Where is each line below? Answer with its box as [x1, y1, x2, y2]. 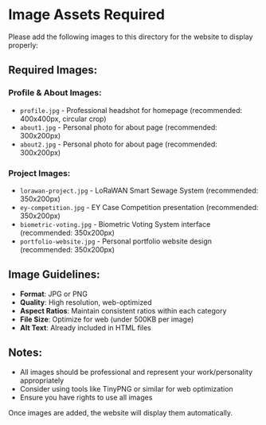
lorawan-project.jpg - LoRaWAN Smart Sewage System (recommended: [19, 185, 259, 195]
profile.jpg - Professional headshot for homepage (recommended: [19, 105, 243, 115]
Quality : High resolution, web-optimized [19, 297, 153, 307]
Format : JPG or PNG [19, 289, 88, 298]
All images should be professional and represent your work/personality [19, 367, 253, 376]
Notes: [8, 346, 42, 360]
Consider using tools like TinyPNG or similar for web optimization [19, 384, 233, 393]
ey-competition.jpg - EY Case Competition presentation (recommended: [19, 202, 259, 212]
